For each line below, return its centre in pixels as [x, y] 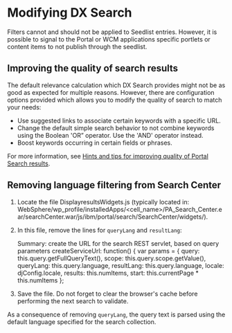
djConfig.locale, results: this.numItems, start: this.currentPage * [108, 273]
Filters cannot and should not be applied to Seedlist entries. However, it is [112, 32]
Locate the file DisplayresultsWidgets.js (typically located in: [103, 201]
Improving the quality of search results [93, 68]
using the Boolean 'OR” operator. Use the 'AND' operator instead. [110, 135]
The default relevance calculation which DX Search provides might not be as [116, 85]
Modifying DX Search [70, 13]
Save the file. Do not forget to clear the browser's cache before [107, 294]
